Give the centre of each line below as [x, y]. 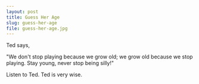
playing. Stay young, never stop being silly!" [60, 63]
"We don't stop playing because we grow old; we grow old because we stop [99, 57]
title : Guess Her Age [33, 17]
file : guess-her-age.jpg [37, 28]
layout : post [22, 12]
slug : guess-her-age [32, 23]
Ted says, [18, 45]
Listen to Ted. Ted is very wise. [44, 74]
